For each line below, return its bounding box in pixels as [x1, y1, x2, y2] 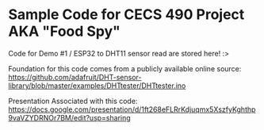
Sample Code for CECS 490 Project [8, 6, 245, 24]
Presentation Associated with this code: [8, 96, 138, 105]
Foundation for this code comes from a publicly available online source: [8, 63, 242, 73]
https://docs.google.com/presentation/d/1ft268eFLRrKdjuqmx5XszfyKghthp [8, 105, 256, 114]
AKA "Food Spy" [8, 22, 121, 40]
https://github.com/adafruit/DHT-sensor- [8, 72, 142, 82]
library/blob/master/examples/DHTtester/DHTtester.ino [8, 81, 186, 90]
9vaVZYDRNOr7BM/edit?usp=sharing [8, 113, 131, 122]
